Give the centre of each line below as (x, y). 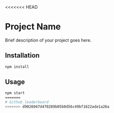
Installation (22, 56)
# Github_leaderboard (27, 102)
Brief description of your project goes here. (48, 40)
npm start (15, 93)
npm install (17, 67)
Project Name (33, 27)
